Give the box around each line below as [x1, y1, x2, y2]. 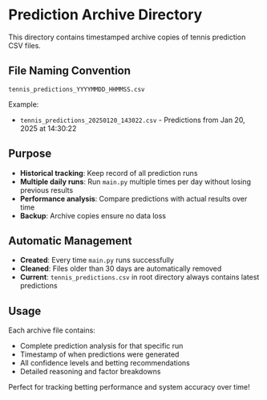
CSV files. [8, 40, 42, 50]
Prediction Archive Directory [8, 6, 203, 24]
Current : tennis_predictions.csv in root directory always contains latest [19, 272, 260, 282]
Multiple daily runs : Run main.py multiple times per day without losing [19, 177, 251, 186]
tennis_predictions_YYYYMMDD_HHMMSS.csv [8, 85, 146, 93]
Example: [8, 99, 39, 109]
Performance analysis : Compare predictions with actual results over [19, 194, 248, 203]
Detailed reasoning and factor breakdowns [19, 367, 161, 377]
